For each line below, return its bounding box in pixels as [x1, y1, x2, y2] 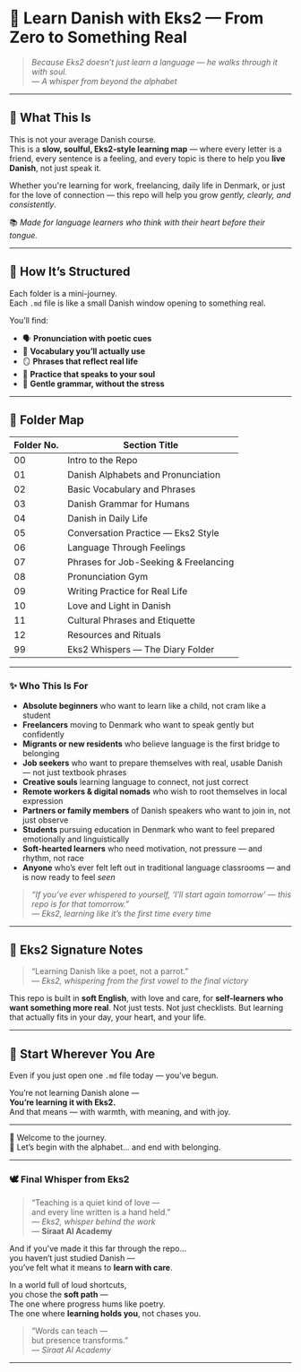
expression [21, 795, 64, 806]
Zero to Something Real [9, 27, 188, 47]
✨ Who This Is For [9, 680, 89, 693]
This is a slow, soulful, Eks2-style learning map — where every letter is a [9, 143, 282, 154]
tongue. [9, 229, 39, 240]
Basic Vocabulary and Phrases [66, 483, 196, 496]
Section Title [123, 439, 179, 452]
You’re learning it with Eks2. [9, 1097, 116, 1108]
